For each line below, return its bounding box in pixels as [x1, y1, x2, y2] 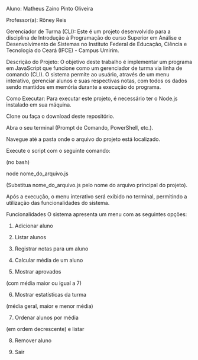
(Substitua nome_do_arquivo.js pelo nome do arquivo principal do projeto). [6, 182, 188, 188]
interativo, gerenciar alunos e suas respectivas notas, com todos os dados [6, 77, 187, 84]
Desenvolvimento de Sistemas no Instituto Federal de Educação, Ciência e [6, 41, 187, 47]
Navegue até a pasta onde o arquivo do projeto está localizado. [6, 136, 161, 143]
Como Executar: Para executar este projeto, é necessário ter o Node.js [6, 95, 178, 102]
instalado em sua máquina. [6, 101, 72, 108]
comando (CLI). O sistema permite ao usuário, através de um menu [6, 71, 170, 78]
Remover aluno [14, 337, 52, 344]
